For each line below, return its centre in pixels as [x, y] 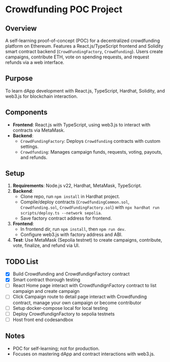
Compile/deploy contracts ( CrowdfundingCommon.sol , [75, 202]
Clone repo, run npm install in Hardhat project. [70, 197]
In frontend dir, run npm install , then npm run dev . [73, 229]
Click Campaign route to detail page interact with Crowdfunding [80, 297]
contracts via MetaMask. [39, 130]
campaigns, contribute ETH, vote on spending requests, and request [77, 57]
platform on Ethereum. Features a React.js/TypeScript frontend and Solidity [84, 46]
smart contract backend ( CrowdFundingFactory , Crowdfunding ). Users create [84, 51]
